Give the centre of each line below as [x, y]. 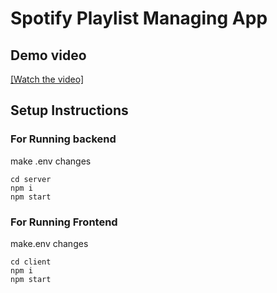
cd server [31, 179]
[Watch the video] [47, 79]
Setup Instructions [69, 110]
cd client [31, 262]
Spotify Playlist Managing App [139, 18]
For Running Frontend [64, 222]
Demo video [48, 55]
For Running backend [63, 139]
